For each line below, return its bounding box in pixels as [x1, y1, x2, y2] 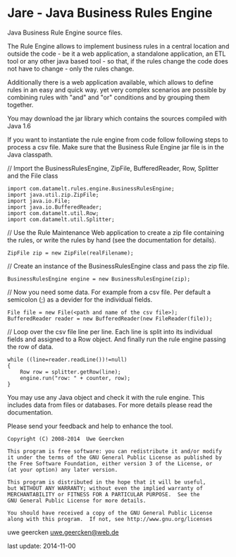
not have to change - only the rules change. [7, 64, 135, 73]
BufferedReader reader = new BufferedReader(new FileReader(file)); [7, 315, 213, 322]
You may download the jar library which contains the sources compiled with [7, 114, 228, 123]
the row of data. [7, 342, 54, 350]
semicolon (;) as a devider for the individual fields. [7, 295, 153, 304]
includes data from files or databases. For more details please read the [7, 400, 213, 409]
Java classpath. [7, 150, 53, 159]
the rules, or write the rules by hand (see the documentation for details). [7, 235, 216, 244]
